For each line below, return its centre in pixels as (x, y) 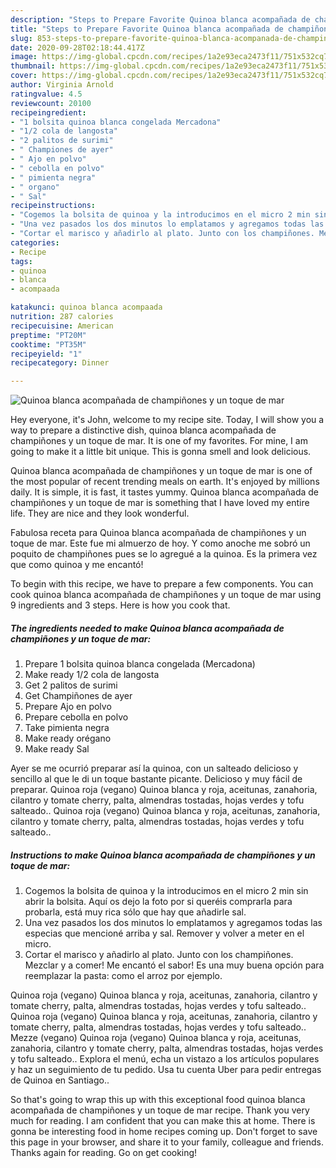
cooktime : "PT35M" (48, 344)
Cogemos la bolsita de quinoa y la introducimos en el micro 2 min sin (166, 891)
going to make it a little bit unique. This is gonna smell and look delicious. (161, 452)
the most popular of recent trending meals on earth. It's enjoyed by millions (165, 482)
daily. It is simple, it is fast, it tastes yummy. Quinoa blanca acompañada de (165, 492)
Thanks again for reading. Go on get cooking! (104, 1153)
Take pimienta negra (67, 728)
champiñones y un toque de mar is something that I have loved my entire (160, 503)
